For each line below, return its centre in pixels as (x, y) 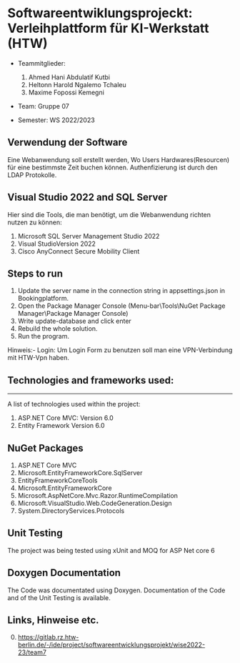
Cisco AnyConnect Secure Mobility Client (79, 251)
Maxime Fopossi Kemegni (66, 92)
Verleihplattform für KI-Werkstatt (108, 28)
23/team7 (32, 652)
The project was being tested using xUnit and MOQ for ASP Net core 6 (111, 550)
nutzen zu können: (35, 222)
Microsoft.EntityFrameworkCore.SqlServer (80, 473)
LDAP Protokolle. (32, 175)
